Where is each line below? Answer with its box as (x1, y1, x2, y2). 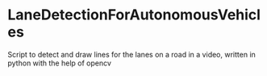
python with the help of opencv (7, 58, 112, 68)
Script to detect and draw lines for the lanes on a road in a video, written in (7, 49, 256, 59)
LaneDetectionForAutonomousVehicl (7, 6, 261, 24)
